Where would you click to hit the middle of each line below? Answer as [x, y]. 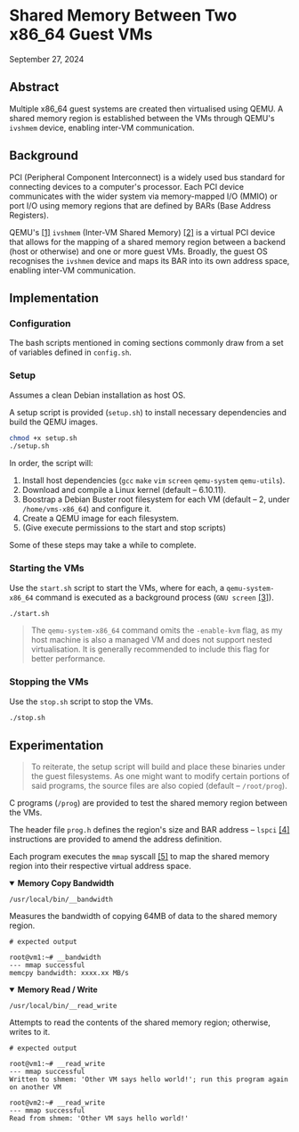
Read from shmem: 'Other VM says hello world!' [99, 1119]
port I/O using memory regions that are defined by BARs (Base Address [140, 205]
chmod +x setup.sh [43, 438]
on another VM [36, 1087]
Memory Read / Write [57, 989]
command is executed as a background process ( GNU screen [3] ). [154, 597]
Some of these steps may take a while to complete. [103, 545]
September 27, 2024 [47, 59]
